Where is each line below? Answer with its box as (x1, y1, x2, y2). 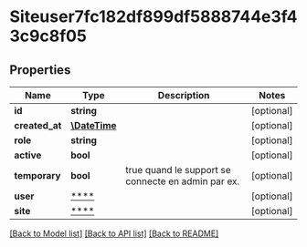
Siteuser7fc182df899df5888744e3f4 (9, 6, 298, 27)
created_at (14, 119, 62, 131)
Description (157, 89, 210, 101)
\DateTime (69, 119, 117, 131)
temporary (14, 170, 61, 181)
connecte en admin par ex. (125, 175, 240, 188)
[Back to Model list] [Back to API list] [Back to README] (9, 228, 219, 239)
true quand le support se (125, 164, 231, 176)
